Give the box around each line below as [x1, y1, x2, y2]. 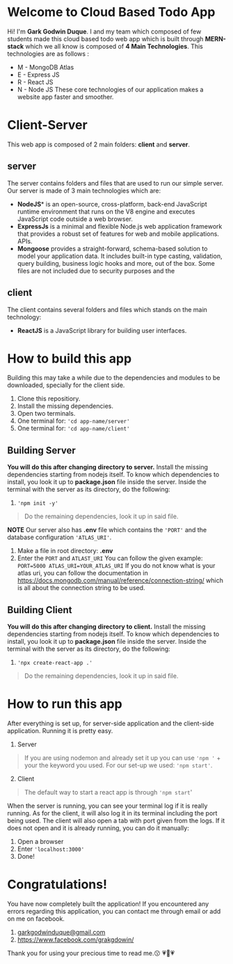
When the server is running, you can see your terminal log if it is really [7, 801, 208, 810]
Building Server [7, 444, 77, 456]
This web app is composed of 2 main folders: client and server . [7, 140, 190, 149]
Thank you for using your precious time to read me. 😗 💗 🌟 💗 [7, 949, 175, 957]
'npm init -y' [17, 500, 58, 507]
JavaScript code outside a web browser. [17, 214, 134, 223]
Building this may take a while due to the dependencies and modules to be [7, 374, 220, 382]
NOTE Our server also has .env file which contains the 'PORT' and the [7, 526, 207, 534]
